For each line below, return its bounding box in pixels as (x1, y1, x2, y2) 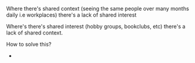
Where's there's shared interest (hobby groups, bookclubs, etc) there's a (6, 23, 185, 30)
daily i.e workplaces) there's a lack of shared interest (6, 11, 137, 18)
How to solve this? (6, 41, 52, 48)
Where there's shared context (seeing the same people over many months (6, 5, 190, 12)
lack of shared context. (6, 29, 63, 36)
